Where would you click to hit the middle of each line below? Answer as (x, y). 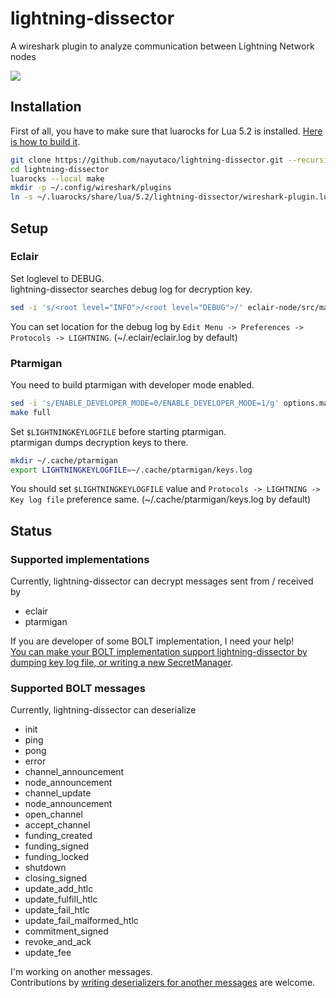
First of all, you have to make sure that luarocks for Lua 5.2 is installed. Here (166, 131)
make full (31, 412)
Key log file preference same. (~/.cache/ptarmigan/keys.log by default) (161, 499)
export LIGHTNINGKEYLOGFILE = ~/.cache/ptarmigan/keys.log (131, 470)
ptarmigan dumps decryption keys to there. (99, 442)
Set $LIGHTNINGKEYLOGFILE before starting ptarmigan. (118, 431)
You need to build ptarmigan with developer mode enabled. (132, 384)
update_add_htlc (59, 889)
